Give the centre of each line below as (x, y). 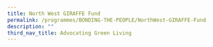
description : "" (31, 26)
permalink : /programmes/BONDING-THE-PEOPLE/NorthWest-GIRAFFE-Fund (107, 20)
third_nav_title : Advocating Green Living (69, 33)
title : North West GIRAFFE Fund (54, 13)
